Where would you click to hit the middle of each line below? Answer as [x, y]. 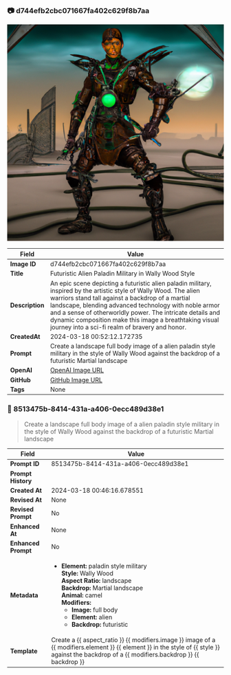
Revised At [26, 500]
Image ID [23, 264]
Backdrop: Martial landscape [102, 588]
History [21, 480]
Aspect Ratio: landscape [97, 581]
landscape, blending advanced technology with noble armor [135, 305]
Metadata [24, 595]
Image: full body [95, 610]
